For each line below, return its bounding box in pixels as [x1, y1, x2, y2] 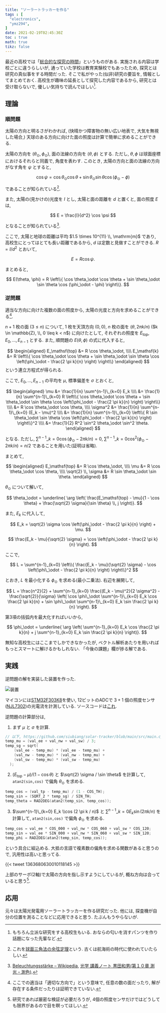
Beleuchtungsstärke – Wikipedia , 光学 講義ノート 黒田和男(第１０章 [12, 963, 149, 969]
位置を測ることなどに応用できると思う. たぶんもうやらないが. [13, 914, 138, 920]
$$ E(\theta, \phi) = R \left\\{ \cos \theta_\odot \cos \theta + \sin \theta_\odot [6, 276, 160, 282]
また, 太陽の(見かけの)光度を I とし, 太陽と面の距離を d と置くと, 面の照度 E [5, 196, 158, 202]
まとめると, [5, 266, 29, 272]
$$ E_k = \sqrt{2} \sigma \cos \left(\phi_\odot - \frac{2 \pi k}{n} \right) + [10, 521, 156, 527]
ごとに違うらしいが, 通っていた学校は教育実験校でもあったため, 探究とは [9, 65, 157, 71]
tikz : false [5, 44, 30, 49]
